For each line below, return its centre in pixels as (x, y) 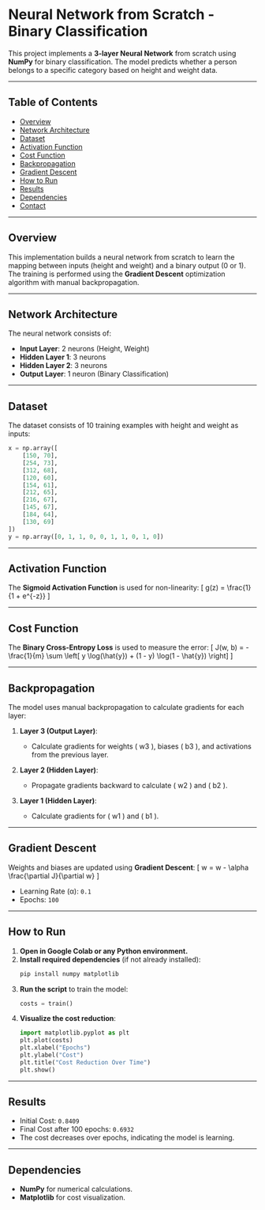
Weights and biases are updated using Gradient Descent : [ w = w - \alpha (129, 867)
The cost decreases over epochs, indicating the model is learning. (127, 1138)
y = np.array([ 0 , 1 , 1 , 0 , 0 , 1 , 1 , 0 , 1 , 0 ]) (86, 537)
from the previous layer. (70, 755)
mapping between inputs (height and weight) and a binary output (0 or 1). (127, 265)
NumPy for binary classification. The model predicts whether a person (123, 62)
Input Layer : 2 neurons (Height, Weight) (84, 349)
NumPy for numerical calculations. (76, 1189)
